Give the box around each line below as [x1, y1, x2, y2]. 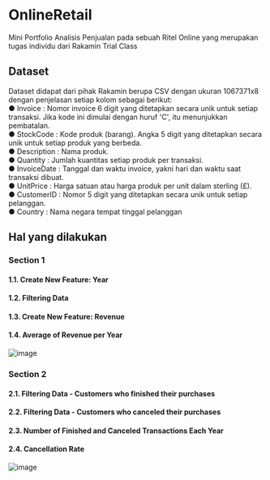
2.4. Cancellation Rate [8, 444, 85, 454]
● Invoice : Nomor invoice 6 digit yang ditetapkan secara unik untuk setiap [8, 103, 258, 113]
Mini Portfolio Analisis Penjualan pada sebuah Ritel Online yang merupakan [8, 32, 259, 42]
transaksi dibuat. [8, 172, 64, 182]
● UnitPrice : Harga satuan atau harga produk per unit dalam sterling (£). [8, 181, 252, 191]
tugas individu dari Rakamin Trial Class [8, 41, 138, 50]
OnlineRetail [8, 6, 92, 24]
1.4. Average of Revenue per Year [8, 330, 123, 340]
